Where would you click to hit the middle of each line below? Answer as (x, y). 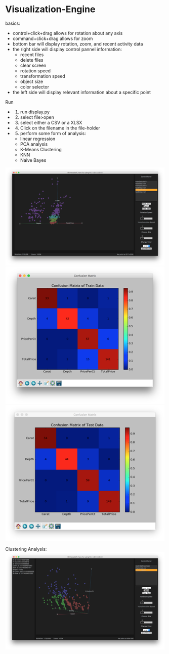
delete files (32, 60)
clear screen (33, 65)
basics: (13, 23)
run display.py (35, 112)
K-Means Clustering (41, 149)
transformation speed (43, 76)
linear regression (38, 139)
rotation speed (35, 71)
